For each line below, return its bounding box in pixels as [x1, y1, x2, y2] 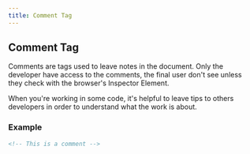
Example [8, 122, 43, 133]
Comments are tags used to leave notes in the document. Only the [8, 62, 223, 71]
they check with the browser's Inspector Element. [8, 78, 170, 88]
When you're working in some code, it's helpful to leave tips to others [8, 94, 234, 103]
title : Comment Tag [8, 11, 73, 20]
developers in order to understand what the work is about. [8, 102, 197, 111]
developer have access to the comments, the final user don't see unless [8, 70, 242, 80]
